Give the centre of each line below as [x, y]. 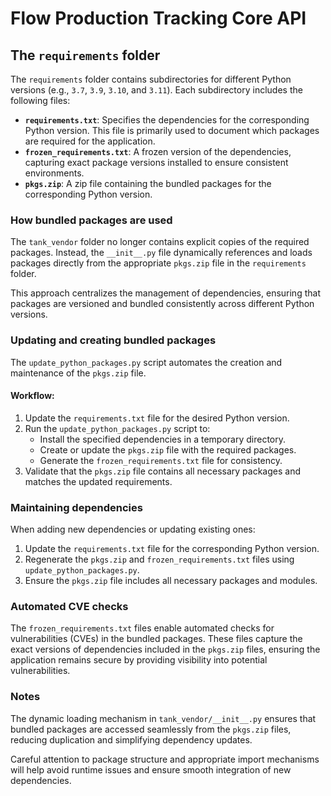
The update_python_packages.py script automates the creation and [146, 362]
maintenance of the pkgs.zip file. [78, 373]
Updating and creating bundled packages [113, 340]
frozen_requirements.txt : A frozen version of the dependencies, [158, 151]
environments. [54, 173]
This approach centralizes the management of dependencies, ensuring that [165, 293]
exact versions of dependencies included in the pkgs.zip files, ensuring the [165, 649]
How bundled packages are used [91, 220]
